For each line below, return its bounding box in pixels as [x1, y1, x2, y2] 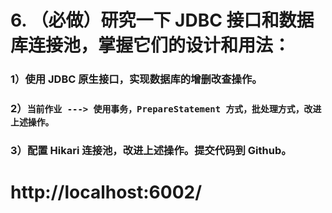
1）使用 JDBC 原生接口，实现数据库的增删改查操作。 [10, 72, 263, 86]
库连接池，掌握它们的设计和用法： [10, 34, 292, 57]
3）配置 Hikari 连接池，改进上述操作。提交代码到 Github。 [10, 143, 292, 157]
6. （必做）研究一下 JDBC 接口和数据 [10, 9, 315, 32]
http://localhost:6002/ [10, 181, 203, 204]
